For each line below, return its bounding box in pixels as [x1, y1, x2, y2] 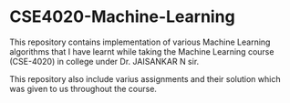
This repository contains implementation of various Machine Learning [9, 36, 271, 47]
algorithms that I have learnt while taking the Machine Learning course [9, 46, 274, 57]
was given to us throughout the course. [9, 83, 158, 94]
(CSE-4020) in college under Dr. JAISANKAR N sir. [9, 56, 200, 67]
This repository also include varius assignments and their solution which [9, 73, 281, 84]
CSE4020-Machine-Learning [9, 6, 235, 27]
